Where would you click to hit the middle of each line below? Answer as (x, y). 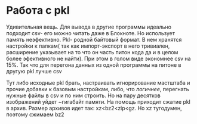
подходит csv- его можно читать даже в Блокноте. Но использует (90, 33)
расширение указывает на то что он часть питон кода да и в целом (92, 52)
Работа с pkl (38, 10)
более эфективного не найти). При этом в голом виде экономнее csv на (98, 58)
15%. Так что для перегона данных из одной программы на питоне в (94, 65)
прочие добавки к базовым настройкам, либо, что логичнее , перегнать (98, 89)
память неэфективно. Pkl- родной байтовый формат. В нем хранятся (94, 39)
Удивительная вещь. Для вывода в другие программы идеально (89, 27)
